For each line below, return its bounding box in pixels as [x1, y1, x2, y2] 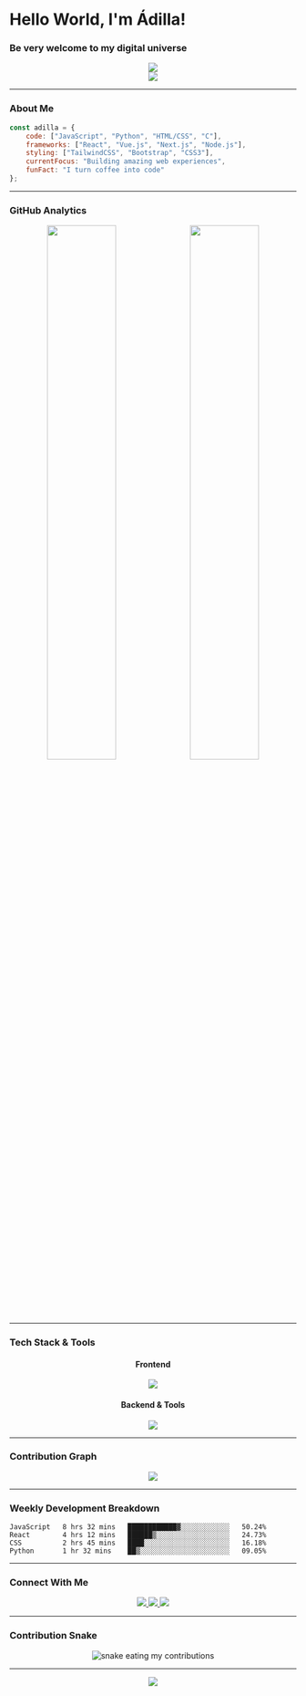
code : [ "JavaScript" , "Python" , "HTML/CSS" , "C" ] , [25, 131, 222, 140]
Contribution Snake [9, 1629, 97, 1642]
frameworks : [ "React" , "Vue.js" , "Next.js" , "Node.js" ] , [25, 140, 247, 150]
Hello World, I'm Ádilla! [9, 9, 187, 30]
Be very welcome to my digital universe [9, 42, 188, 55]
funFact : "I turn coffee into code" [25, 165, 166, 175]
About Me [9, 102, 55, 115]
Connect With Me [9, 1576, 89, 1589]
